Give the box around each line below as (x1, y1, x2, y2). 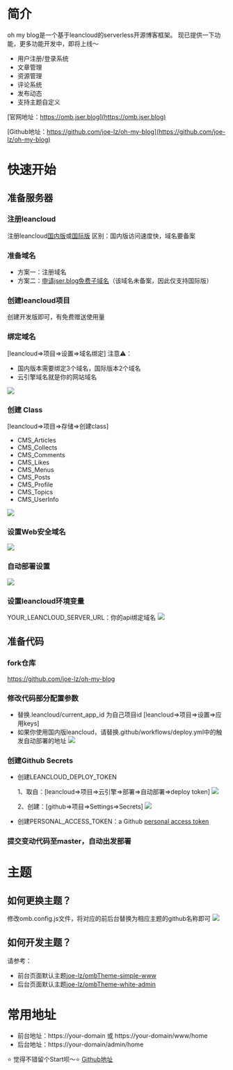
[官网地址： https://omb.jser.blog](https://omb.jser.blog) (7, 112, 166, 121)
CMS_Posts (17, 473, 51, 481)
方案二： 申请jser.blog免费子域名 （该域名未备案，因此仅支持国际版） (17, 277, 214, 285)
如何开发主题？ (7, 937, 72, 949)
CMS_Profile (17, 480, 54, 489)
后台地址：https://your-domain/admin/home (17, 1040, 144, 1048)
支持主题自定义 (17, 98, 61, 106)
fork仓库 (7, 658, 36, 668)
